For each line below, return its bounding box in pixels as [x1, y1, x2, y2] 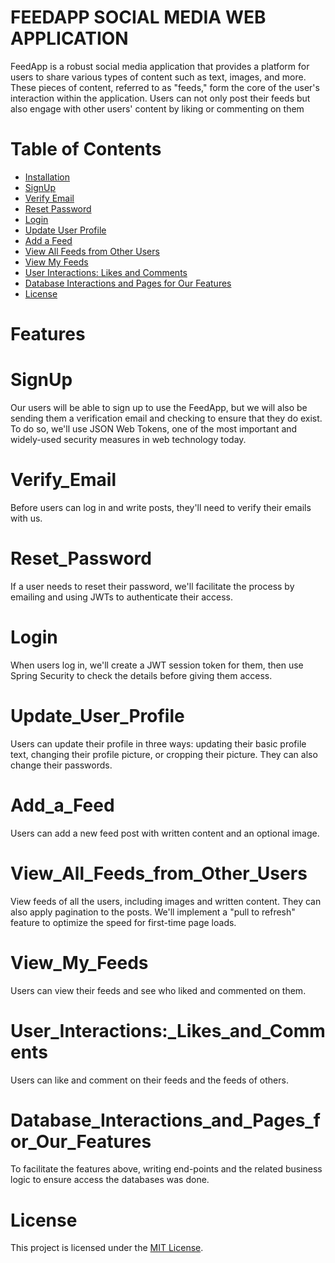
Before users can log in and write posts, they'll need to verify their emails [10, 501, 312, 513]
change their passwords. [10, 759, 113, 771]
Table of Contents [10, 138, 162, 161]
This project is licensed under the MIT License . [10, 1242, 204, 1254]
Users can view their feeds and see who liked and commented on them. [10, 984, 307, 996]
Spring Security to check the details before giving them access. [10, 669, 273, 681]
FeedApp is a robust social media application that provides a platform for [10, 60, 310, 72]
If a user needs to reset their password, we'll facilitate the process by [10, 580, 295, 592]
